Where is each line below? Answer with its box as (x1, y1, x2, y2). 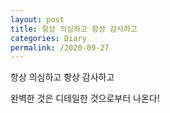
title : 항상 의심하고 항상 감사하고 (10, 24, 138, 34)
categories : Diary (10, 33, 87, 43)
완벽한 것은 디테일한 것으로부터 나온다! (10, 92, 160, 105)
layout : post (10, 14, 65, 25)
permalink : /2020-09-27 (10, 42, 110, 53)
